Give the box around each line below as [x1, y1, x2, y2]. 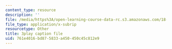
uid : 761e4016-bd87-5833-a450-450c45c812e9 [5, 36, 100, 41]
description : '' [5, 12, 40, 17]
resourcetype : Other [5, 27, 50, 32]
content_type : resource [5, 7, 56, 13]
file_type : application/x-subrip [5, 21, 77, 27]
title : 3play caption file [5, 31, 63, 36]
